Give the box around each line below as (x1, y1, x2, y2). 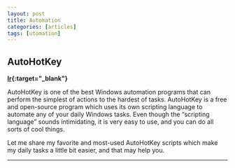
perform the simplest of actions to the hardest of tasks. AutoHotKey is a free (7, 95, 227, 104)
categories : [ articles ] (7, 23, 77, 30)
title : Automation (7, 17, 61, 24)
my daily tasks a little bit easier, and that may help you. (7, 146, 165, 155)
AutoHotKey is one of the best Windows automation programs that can (7, 88, 211, 97)
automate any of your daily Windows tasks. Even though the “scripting (7, 110, 210, 119)
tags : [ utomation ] (7, 29, 61, 37)
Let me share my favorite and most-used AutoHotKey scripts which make (7, 139, 218, 147)
